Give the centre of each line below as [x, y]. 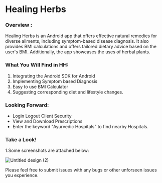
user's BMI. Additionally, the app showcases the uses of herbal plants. [78, 52]
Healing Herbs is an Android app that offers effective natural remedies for [81, 36]
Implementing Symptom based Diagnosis [55, 81]
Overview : [19, 25]
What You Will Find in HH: [37, 65]
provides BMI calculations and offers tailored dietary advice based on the [81, 47]
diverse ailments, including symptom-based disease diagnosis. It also [77, 41]
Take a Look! [21, 140]
